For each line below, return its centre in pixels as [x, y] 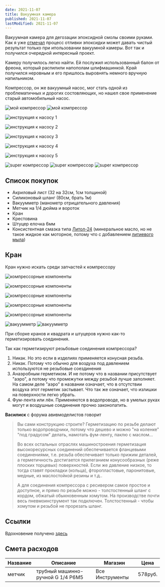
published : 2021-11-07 [28, 19]
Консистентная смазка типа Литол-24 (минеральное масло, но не [82, 229]
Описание [64, 563]
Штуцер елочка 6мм [34, 224]
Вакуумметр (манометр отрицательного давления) [66, 203]
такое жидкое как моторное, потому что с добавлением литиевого [83, 234]
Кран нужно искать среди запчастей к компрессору [60, 267]
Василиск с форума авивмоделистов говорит [53, 415]
